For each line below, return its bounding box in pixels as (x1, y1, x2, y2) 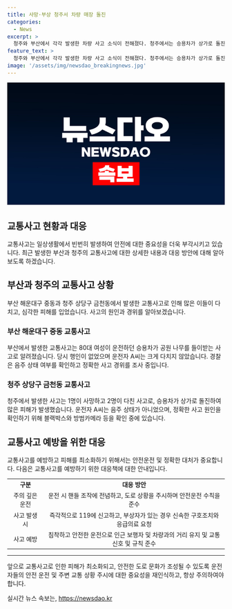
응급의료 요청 (116, 519, 152, 528)
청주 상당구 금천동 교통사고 (7, 380, 91, 390)
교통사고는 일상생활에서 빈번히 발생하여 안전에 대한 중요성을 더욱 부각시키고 (7, 240, 211, 248)
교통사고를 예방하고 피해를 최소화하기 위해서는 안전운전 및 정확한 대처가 (7, 456, 199, 465)
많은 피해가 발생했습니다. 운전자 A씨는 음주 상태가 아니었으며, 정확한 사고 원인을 (7, 405, 222, 414)
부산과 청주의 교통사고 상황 (7, 279, 114, 291)
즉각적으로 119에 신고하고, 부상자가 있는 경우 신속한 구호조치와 (49, 511, 220, 519)
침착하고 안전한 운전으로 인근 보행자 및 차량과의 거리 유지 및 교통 (48, 530, 221, 538)
